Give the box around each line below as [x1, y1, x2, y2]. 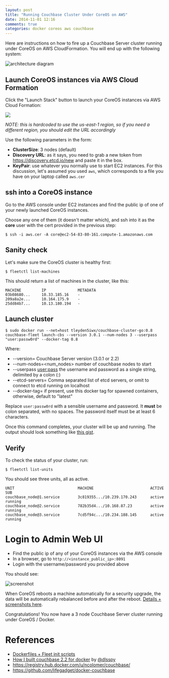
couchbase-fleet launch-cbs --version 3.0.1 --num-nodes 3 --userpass [5, 332, 157, 337]
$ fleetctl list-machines [5, 269, 60, 274]
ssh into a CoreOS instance [5, 188, 93, 197]
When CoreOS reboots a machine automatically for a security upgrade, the [5, 591, 161, 597]
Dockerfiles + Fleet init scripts [12, 651, 75, 657]
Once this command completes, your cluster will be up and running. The [5, 424, 156, 430]
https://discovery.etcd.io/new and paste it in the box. [12, 157, 123, 163]
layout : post [5, 7, 33, 13]
